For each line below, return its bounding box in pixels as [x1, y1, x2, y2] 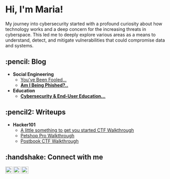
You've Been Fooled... [20, 76, 67, 83]
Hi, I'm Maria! [5, 4, 63, 15]
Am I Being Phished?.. [20, 82, 69, 88]
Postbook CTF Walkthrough [20, 138, 79, 144]
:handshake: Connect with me [5, 153, 103, 162]
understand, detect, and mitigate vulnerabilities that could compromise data [5, 37, 165, 43]
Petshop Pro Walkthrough [20, 132, 75, 138]
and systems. [5, 42, 34, 48]
